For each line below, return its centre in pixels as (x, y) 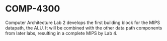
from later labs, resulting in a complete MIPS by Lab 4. (61, 33)
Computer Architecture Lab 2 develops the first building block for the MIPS (82, 22)
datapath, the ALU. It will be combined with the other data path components (84, 27)
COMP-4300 (33, 9)
